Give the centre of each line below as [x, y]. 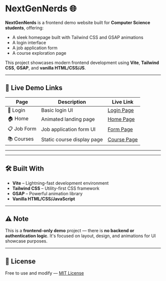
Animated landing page [68, 119]
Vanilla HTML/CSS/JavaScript [43, 199]
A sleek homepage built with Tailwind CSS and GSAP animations [78, 37]
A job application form [35, 48]
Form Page [120, 130]
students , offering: [24, 28]
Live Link [123, 102]
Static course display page [72, 140]
